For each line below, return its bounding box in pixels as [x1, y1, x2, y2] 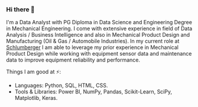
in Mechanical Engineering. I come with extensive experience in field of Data [6, 25, 193, 32]
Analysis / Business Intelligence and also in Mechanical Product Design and [6, 31, 190, 38]
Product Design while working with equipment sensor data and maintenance [6, 50, 192, 57]
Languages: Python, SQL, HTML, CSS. [14, 82, 108, 89]
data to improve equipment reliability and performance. [6, 56, 141, 64]
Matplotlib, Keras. [14, 95, 58, 102]
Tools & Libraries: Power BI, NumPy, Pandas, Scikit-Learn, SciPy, [14, 88, 173, 95]
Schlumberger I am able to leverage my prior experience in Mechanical [6, 44, 179, 51]
